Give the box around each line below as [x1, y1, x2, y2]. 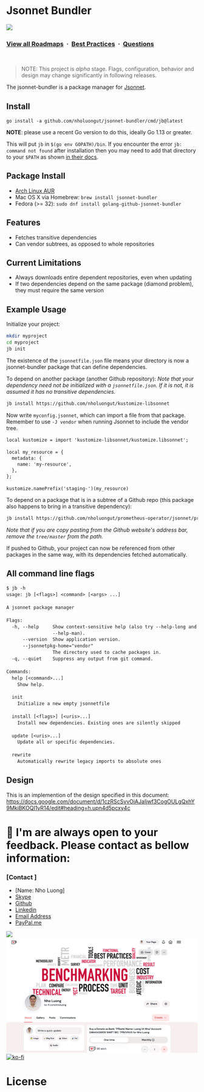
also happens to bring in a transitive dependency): [6, 503, 132, 510]
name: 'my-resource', [17, 461, 72, 467]
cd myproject [6, 340, 39, 346]
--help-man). [52, 630, 86, 636]
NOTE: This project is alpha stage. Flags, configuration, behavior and [21, 65, 194, 73]
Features [6, 218, 41, 228]
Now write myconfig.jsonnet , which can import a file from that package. [6, 411, 186, 419]
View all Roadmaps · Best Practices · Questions [6, 39, 154, 48]
